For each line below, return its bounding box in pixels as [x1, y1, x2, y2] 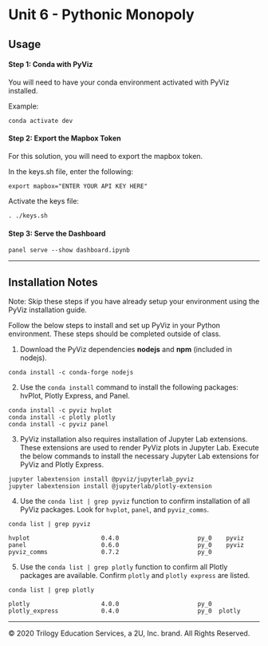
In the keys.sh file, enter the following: [8, 166, 134, 176]
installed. [8, 85, 38, 95]
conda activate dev [8, 117, 73, 125]
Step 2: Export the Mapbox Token [8, 133, 121, 143]
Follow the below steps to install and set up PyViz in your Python [8, 321, 221, 330]
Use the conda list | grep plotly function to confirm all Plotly [19, 562, 228, 572]
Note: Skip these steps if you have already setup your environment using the [8, 297, 260, 306]
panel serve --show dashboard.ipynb [8, 246, 130, 255]
